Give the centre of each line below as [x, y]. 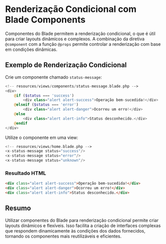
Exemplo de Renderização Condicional [66, 65]
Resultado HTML [26, 173]
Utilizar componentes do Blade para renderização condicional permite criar [82, 220]
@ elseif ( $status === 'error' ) [46, 105]
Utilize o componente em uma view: [42, 137]
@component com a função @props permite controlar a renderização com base [83, 44]
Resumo [18, 208]
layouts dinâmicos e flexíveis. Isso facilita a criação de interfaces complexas [83, 226]
